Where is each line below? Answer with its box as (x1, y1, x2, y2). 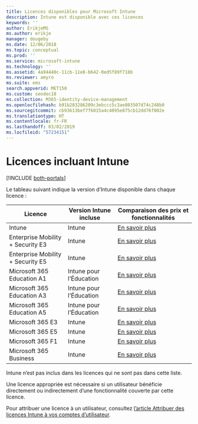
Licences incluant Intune (6, 155, 130, 168)
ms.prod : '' (6, 53, 35, 58)
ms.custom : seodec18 (6, 91, 57, 97)
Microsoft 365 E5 (9, 327, 58, 335)
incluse (79, 213, 101, 221)
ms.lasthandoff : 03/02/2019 (6, 124, 75, 130)
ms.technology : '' (6, 63, 51, 70)
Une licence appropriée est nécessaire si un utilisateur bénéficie (6, 380, 162, 387)
